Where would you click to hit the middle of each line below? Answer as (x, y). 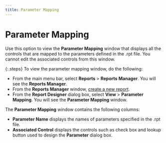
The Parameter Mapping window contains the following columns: (73, 109)
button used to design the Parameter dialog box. (62, 135)
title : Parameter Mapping (32, 10)
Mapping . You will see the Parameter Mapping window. (70, 99)
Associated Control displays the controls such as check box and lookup (86, 129)
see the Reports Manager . (40, 83)
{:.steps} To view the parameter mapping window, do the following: (74, 68)
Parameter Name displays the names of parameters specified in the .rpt (86, 119)
